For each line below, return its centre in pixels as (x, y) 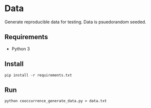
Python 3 (21, 48)
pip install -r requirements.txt (38, 75)
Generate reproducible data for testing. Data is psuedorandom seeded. (75, 22)
